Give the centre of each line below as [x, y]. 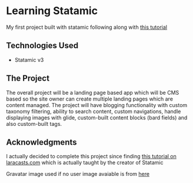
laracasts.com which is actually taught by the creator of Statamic [85, 162]
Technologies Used [42, 46]
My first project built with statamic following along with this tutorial [87, 27]
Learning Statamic [52, 11]
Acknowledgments [42, 142]
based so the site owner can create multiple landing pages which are [90, 99]
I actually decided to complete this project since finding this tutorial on [91, 157]
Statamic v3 [29, 59]
